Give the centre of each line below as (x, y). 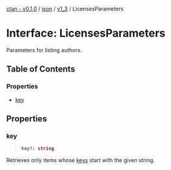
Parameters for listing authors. (44, 50)
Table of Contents (41, 69)
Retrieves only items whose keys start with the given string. (81, 160)
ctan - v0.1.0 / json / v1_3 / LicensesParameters (65, 9)
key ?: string (38, 149)
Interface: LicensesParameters (86, 33)
